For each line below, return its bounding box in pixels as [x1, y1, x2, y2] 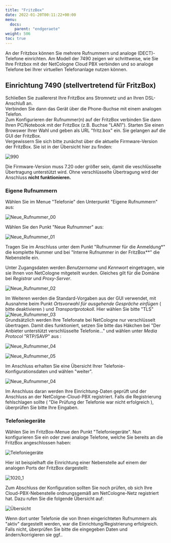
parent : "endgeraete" [14, 27, 60, 32]
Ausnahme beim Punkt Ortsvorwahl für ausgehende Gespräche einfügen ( [5, 300, 161, 307]
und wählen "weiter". [49, 368, 93, 374]
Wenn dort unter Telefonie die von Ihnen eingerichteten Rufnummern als [5, 515, 157, 522]
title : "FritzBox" [5, 7, 44, 13]
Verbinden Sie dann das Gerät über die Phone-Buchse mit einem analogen [5, 105, 162, 111]
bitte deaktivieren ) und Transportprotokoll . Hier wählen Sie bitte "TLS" [5, 306, 154, 312]
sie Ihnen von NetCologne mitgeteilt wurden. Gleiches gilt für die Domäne [5, 269, 160, 276]
